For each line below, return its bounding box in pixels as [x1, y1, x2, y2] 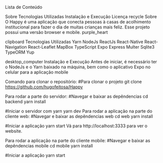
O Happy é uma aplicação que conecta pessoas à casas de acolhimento [5, 19, 151, 25]
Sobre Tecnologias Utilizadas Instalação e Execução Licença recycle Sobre [5, 14, 157, 19]
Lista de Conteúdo [5, 4, 43, 10]
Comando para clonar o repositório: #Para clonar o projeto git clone [5, 79, 142, 84]
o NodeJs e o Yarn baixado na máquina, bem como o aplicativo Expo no [5, 64, 151, 70]
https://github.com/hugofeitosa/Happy [5, 84, 83, 90]
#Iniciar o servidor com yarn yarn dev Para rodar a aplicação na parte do [5, 108, 153, 114]
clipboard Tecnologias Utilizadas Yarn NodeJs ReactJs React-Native [5, 39, 143, 45]
